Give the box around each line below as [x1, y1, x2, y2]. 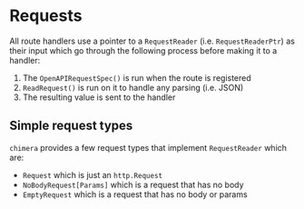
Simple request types [9, 118, 133, 134]
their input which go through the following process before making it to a [9, 45, 278, 55]
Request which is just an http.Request [22, 169, 163, 180]
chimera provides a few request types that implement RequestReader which [9, 142, 288, 153]
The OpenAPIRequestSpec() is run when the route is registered [22, 72, 251, 83]
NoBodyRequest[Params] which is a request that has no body [22, 179, 244, 190]
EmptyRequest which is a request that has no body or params [22, 188, 248, 200]
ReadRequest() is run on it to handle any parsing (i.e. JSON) [22, 82, 244, 93]
